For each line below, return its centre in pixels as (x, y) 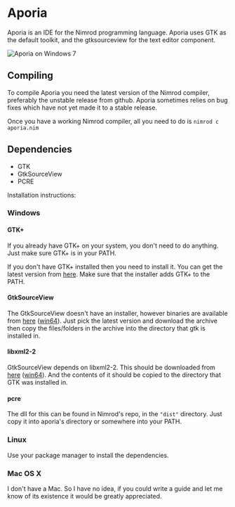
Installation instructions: (42, 195)
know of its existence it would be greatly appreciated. (85, 496)
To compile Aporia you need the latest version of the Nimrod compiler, (109, 92)
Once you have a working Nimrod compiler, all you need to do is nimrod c (113, 121)
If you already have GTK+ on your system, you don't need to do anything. (113, 245)
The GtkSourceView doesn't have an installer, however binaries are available (117, 313)
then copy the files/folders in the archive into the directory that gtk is (106, 328)
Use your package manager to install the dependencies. (88, 455)
